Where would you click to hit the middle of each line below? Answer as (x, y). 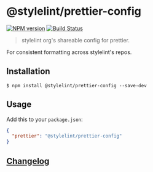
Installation (28, 72)
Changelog (28, 161)
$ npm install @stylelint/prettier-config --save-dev (77, 85)
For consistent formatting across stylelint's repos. (69, 52)
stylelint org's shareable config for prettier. (76, 40)
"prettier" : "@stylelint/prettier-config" (67, 136)
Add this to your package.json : (45, 119)
